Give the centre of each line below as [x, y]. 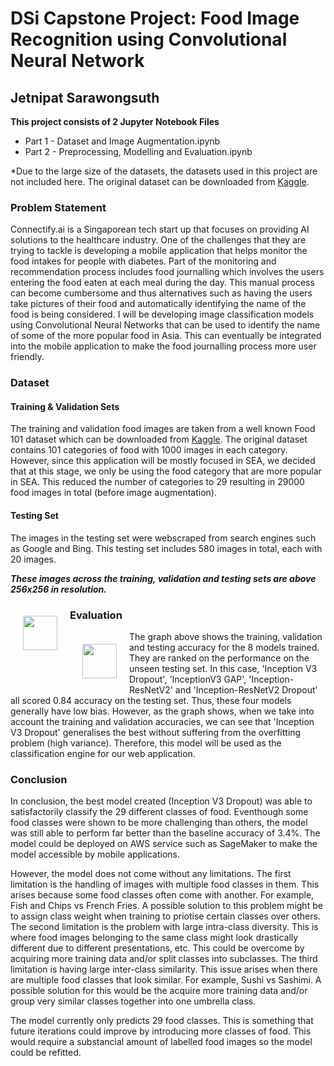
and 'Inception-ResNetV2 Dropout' [246, 689]
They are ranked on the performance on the [219, 658]
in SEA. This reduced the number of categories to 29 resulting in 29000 [157, 482]
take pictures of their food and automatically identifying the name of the [158, 304]
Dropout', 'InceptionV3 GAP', [188, 679]
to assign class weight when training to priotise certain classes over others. [165, 916]
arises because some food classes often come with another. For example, [162, 895]
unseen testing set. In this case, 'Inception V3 [223, 668]
